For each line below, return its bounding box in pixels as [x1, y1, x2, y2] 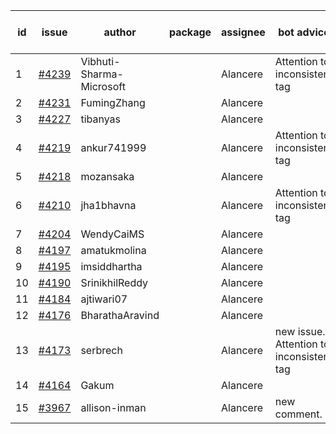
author [103, 25, 137, 39]
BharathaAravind [80, 309, 160, 322]
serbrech [80, 344, 123, 357]
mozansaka [80, 170, 135, 183]
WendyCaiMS [80, 227, 145, 241]
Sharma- [80, 67, 124, 81]
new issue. [274, 325, 326, 338]
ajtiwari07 [80, 292, 128, 306]
